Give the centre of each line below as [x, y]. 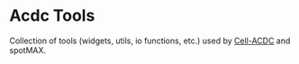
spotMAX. [28, 50]
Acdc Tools [52, 16]
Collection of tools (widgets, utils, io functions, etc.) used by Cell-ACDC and [150, 41]
